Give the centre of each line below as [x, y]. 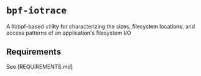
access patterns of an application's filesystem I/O [69, 33]
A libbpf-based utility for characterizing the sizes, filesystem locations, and [101, 26]
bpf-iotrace [37, 11]
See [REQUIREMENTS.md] [40, 66]
